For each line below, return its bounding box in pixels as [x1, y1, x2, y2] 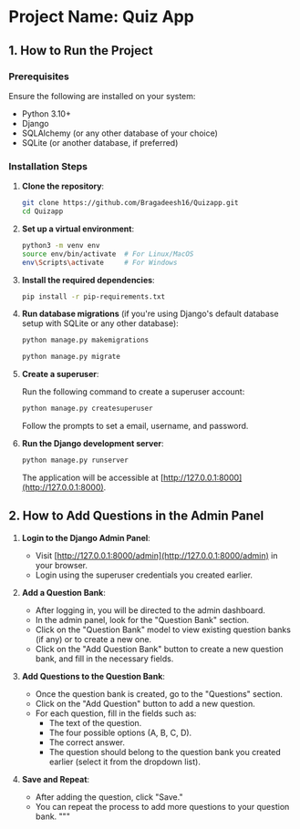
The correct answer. [48, 736, 125, 748]
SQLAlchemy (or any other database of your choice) [21, 128, 218, 138]
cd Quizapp [21, 207, 64, 216]
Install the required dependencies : [21, 274, 156, 285]
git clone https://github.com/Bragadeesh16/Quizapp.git [21, 199, 239, 208]
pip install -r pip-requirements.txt [21, 292, 166, 302]
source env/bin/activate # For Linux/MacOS [21, 249, 194, 259]
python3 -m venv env [21, 241, 100, 250]
